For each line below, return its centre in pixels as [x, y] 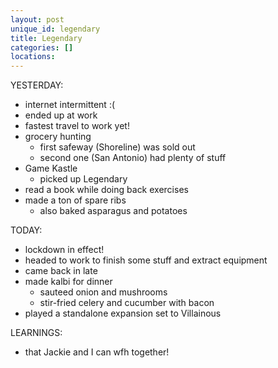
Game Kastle [51, 168]
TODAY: [26, 230]
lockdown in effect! [64, 250]
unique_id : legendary [55, 29]
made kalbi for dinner [68, 282]
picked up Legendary [83, 179]
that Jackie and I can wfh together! [97, 352]
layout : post [37, 19]
